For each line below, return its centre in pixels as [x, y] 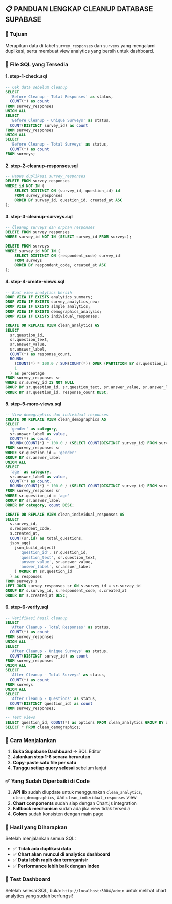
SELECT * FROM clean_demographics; [43, 727]
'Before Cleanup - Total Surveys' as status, [59, 145]
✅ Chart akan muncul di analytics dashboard [61, 854]
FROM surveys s [21, 581]
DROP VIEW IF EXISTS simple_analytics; [48, 307]
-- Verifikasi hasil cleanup [36, 618]
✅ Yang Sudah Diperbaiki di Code [47, 781]
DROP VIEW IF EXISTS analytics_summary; [49, 297]
